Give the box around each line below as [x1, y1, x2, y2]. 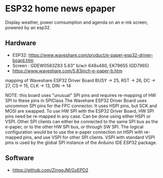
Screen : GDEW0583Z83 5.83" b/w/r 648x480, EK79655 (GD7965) [12, 62, 150, 68]
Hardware [5, 39, 36, 47]
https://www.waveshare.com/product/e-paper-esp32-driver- [28, 52, 154, 58]
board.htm [12, 57, 34, 63]
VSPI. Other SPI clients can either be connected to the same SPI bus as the [5, 118, 159, 124]
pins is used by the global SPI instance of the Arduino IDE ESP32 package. [5, 139, 158, 145]
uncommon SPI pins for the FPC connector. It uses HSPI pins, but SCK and [5, 102, 158, 109]
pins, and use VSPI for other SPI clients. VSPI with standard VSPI [23, 134, 155, 140]
